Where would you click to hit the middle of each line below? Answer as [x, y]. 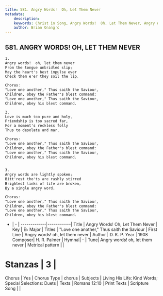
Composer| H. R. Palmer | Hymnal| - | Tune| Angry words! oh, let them [82, 240]
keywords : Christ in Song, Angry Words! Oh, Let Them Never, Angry [84, 23]
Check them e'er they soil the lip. [42, 77]
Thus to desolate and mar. [32, 130]
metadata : [15, 14]
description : [27, 18]
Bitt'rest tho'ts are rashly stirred [43, 179]
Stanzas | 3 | [31, 265]
